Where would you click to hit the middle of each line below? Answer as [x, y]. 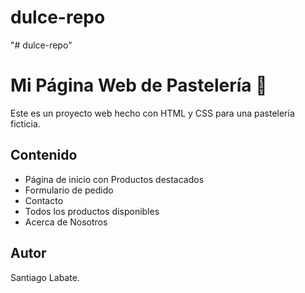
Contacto [44, 200]
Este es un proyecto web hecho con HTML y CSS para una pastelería [152, 113]
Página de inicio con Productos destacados [114, 179]
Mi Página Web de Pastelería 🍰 [139, 85]
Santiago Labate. [45, 277]
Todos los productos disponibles [92, 211]
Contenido [44, 155]
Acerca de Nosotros [66, 222]
